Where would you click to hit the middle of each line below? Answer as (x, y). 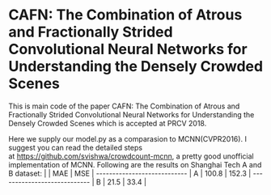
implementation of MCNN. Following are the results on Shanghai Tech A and (135, 164)
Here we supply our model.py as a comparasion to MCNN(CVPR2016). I (127, 138)
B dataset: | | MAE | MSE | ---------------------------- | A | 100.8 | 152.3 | (130, 173)
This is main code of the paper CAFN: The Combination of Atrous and (124, 106)
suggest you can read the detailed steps (76, 147)
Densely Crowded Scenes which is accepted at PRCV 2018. (108, 123)
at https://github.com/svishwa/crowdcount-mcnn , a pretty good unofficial (131, 156)
